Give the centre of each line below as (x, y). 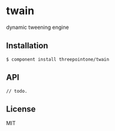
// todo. (17, 91)
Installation (27, 46)
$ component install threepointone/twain (58, 59)
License (21, 109)
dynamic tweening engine (37, 27)
